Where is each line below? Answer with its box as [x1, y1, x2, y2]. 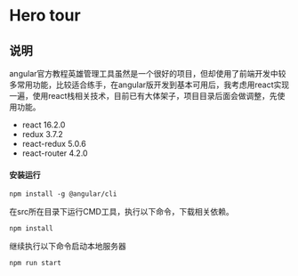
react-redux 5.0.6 [21, 139, 86, 149]
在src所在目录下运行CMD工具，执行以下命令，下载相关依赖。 [9, 207, 234, 217]
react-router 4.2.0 [21, 148, 88, 158]
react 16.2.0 [21, 119, 66, 130]
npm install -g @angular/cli [9, 190, 117, 199]
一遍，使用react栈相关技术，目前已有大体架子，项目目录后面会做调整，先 [9, 91, 278, 101]
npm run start [9, 259, 62, 268]
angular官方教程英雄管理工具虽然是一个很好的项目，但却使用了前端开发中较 [9, 69, 286, 78]
